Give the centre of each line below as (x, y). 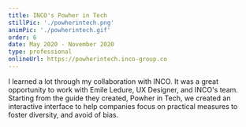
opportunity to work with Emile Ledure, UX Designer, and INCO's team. (123, 89)
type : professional (40, 52)
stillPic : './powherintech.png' (61, 23)
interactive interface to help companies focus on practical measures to (123, 106)
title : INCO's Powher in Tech (58, 15)
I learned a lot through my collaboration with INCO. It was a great (114, 81)
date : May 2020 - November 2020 (61, 45)
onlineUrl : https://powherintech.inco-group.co (88, 60)
